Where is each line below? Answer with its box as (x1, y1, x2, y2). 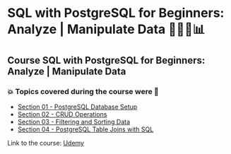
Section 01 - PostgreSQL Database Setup (17, 102, 138, 111)
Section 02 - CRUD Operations (17, 109, 107, 118)
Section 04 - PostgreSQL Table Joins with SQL (17, 125, 154, 134)
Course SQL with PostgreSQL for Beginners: (7, 54, 206, 66)
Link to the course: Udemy (7, 138, 85, 147)
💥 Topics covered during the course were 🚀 (7, 86, 159, 96)
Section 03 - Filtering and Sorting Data (17, 117, 131, 126)
